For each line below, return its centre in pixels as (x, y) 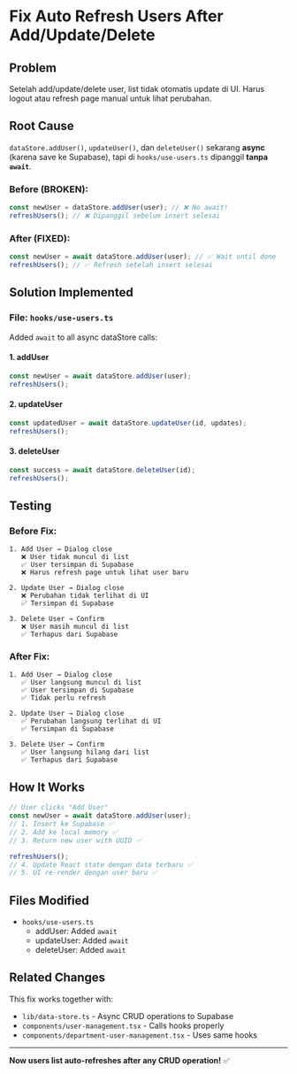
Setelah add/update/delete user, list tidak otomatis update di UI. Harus (137, 89)
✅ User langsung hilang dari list (85, 752)
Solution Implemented (72, 292)
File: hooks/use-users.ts (61, 318)
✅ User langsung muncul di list (81, 683)
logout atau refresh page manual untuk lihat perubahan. (110, 98)
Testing (30, 506)
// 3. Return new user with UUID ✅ (76, 840)
